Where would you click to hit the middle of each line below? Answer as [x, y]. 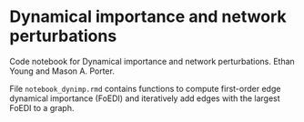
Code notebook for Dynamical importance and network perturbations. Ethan [152, 61]
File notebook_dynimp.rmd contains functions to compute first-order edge [145, 88]
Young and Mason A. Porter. [62, 71]
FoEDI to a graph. [42, 107]
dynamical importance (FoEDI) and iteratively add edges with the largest [145, 98]
